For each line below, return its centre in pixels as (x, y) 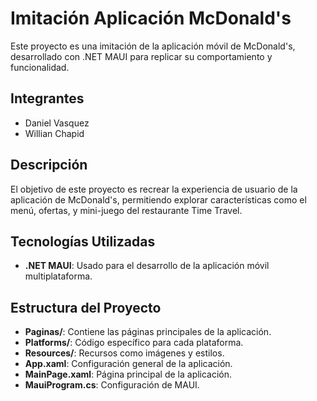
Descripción (49, 165)
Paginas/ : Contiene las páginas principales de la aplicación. (148, 332)
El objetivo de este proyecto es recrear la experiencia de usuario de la (154, 189)
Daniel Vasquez (57, 123)
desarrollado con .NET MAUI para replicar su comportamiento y (141, 56)
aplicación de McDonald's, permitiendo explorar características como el (158, 199)
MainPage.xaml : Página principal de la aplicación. (128, 374)
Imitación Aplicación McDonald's (151, 18)
